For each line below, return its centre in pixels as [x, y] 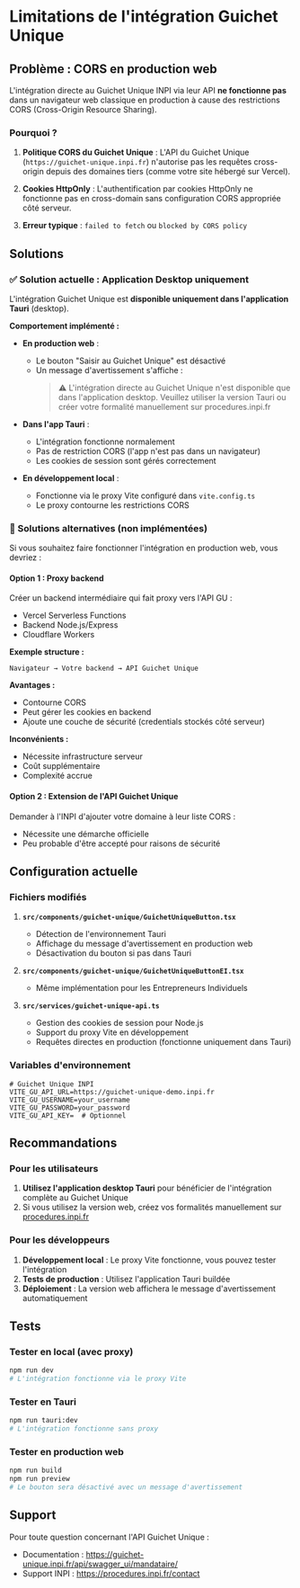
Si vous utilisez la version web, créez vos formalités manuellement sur [152, 1208]
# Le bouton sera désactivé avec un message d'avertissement [126, 1487]
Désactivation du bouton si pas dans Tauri [113, 953]
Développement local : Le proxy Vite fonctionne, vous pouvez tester [149, 1260]
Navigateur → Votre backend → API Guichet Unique [104, 669]
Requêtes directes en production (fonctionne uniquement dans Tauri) [163, 1042]
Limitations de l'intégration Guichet [144, 17]
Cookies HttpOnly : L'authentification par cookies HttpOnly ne [137, 189]
